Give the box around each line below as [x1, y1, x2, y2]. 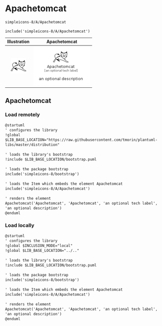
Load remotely [5, 111, 40, 118]
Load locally [5, 222, 35, 228]
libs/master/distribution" [5, 142, 60, 147]
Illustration [7, 39, 30, 44]
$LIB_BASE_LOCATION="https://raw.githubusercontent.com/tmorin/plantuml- [5, 137, 158, 142]
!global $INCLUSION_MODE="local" [5, 244, 73, 248]
